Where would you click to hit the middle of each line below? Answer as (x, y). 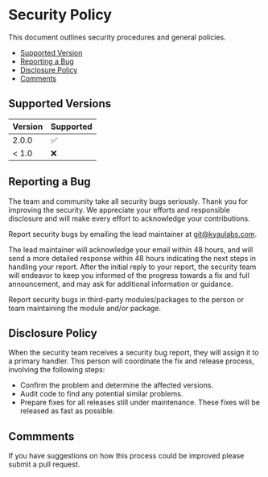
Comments (38, 78)
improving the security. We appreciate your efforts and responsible (120, 209)
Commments (41, 436)
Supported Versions (60, 104)
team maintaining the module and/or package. (85, 308)
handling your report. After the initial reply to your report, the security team (132, 267)
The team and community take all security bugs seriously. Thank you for (128, 201)
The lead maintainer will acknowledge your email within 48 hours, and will (131, 249)
